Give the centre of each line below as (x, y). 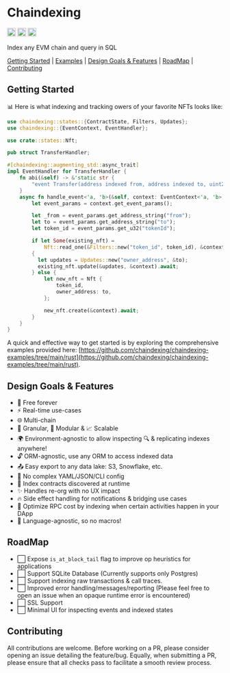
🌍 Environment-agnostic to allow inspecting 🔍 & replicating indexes (113, 439)
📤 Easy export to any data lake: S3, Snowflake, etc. (90, 467)
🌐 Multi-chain (36, 420)
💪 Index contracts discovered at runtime (73, 484)
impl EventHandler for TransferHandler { (67, 172)
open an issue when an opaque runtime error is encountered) (103, 595)
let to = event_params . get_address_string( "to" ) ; (104, 222)
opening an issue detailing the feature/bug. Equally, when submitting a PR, (112, 655)
